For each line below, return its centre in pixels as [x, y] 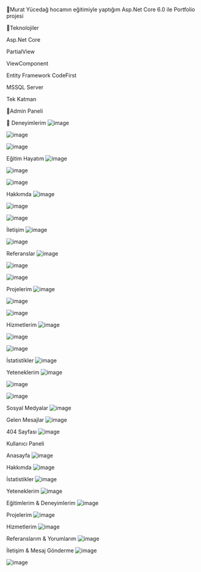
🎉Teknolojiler [23, 28]
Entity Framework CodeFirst [42, 75]
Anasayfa [18, 456]
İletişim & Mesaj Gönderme [40, 551]
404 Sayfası [22, 432]
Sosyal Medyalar [27, 408]
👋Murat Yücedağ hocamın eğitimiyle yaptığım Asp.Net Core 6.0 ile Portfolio [101, 10]
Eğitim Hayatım [25, 158]
